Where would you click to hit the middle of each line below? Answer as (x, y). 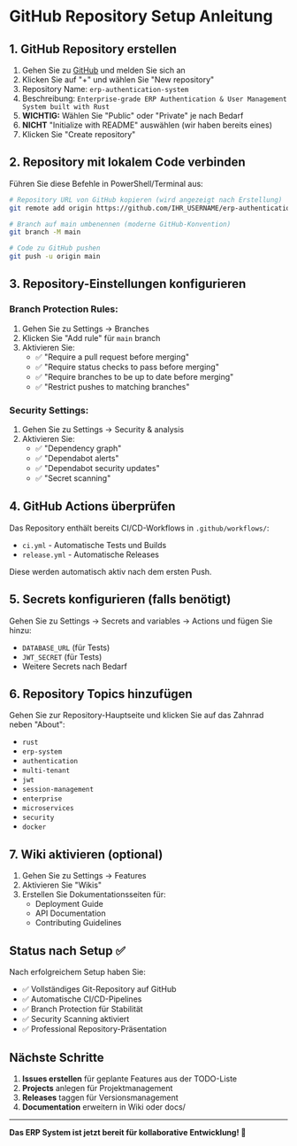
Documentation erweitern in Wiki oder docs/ (103, 1107)
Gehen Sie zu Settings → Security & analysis (103, 430)
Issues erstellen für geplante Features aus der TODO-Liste (129, 1079)
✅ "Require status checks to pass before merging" (127, 367)
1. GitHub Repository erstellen (93, 49)
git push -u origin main (55, 257)
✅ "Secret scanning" (73, 478)
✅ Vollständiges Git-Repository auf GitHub (99, 989)
